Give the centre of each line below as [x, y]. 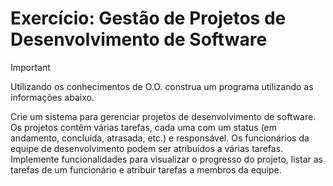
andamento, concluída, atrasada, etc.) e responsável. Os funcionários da [160, 138]
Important [30, 67]
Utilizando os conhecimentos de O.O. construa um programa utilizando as [162, 86]
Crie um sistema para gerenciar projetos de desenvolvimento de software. [163, 116]
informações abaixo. [52, 97]
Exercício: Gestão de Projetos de [148, 18]
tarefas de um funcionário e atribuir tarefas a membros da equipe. [146, 169]
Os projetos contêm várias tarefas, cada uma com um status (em [144, 127]
